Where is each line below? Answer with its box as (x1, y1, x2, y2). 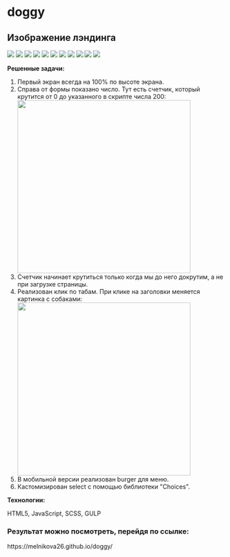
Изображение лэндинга (7, 32, 116, 44)
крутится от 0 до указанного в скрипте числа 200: (17, 93, 166, 100)
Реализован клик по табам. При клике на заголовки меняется (17, 288, 200, 295)
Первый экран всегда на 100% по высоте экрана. (17, 77, 164, 86)
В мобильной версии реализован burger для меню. (17, 475, 169, 483)
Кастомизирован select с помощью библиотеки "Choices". (17, 482, 191, 491)
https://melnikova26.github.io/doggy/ (7, 542, 113, 551)
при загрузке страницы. (17, 280, 88, 288)
